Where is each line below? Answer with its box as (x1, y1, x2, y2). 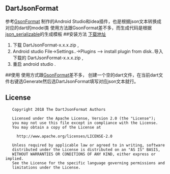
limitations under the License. (12, 165, 81, 170)
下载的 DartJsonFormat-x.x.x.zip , (12, 55, 83, 61)
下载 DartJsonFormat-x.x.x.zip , (12, 42, 79, 48)
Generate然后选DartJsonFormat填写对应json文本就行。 (22, 78, 139, 84)
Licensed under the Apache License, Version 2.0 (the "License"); (12, 116, 156, 121)
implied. (5, 156, 24, 161)
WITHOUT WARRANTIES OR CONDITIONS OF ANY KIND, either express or (12, 152, 156, 157)
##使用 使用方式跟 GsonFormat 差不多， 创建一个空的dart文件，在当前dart (5, 71, 159, 78)
